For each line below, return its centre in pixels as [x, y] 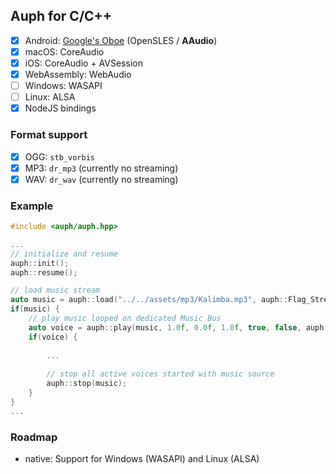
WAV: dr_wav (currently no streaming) [101, 179]
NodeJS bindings [60, 108]
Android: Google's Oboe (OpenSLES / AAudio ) [121, 40]
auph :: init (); [40, 263]
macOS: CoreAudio [64, 51]
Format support [49, 135]
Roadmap [34, 437]
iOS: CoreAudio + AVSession [83, 63]
